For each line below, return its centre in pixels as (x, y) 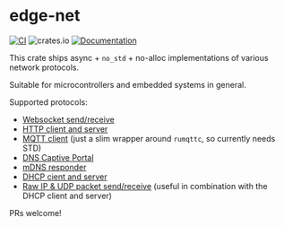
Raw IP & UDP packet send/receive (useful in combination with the (145, 186)
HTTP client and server (65, 129)
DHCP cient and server (65, 177)
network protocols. (44, 67)
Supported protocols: (48, 102)
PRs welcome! (35, 213)
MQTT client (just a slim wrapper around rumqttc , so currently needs (149, 138)
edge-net (45, 16)
